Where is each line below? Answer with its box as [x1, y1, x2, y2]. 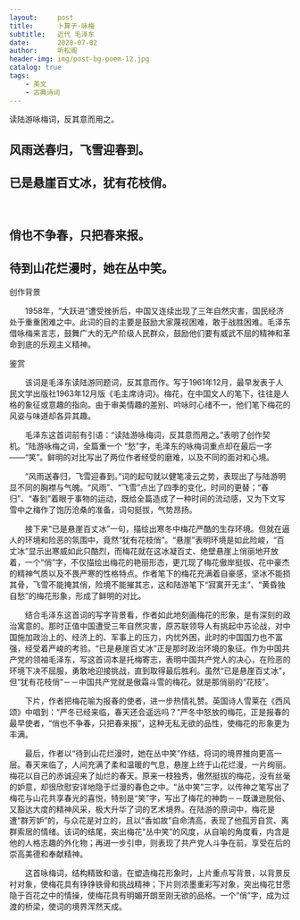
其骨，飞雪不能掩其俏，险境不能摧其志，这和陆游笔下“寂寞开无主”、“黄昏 [9, 578, 279, 590]
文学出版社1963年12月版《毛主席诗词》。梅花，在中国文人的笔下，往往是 [16, 388, 281, 399]
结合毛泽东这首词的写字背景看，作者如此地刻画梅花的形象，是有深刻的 [24, 609, 283, 620]
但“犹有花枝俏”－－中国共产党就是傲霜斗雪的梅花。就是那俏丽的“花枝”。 [9, 676, 274, 687]
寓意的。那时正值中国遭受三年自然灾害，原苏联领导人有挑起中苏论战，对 [16, 620, 283, 631]
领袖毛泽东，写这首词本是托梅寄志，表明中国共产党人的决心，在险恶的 [32, 654, 291, 664]
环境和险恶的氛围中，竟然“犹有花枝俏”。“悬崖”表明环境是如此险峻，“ [24, 534, 277, 545]
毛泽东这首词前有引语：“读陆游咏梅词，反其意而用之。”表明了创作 [24, 429, 263, 440]
